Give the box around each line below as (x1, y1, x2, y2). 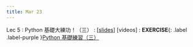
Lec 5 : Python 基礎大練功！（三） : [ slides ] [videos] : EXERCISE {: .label (6, 26, 188, 33)
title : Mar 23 (6, 8, 43, 15)
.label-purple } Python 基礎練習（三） (6, 34, 100, 41)
